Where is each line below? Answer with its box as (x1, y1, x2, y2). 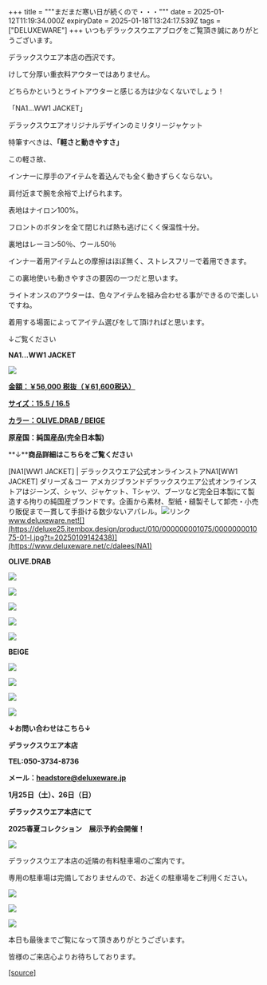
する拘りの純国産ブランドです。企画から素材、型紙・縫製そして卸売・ (14, 496, 245, 506)
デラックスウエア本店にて (8, 807, 92, 816)
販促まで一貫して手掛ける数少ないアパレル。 (14, 507, 162, 516)
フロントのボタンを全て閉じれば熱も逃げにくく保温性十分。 (8, 222, 204, 232)
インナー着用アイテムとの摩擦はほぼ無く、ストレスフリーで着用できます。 (8, 257, 251, 265)
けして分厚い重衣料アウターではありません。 (8, 70, 155, 78)
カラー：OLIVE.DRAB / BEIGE (8, 416, 106, 425)
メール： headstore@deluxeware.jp (8, 773, 127, 782)
